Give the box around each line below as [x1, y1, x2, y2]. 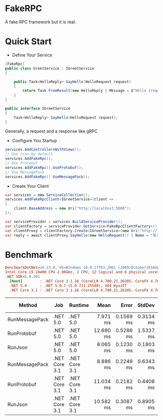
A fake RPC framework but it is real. [5, 19, 76, 25]
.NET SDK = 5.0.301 [5, 274, 40, 279]
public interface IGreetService [5, 106, 70, 111]
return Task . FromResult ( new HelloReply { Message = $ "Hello [22, 88, 147, 93]
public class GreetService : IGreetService [5, 66, 95, 71]
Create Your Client [12, 183, 49, 189]
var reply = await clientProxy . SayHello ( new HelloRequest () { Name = [5, 233, 149, 238]
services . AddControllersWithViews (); [5, 147, 81, 152]
